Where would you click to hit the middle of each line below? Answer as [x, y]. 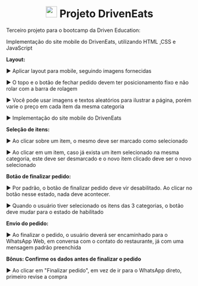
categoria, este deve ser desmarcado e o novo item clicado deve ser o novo [99, 158]
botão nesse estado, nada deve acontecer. [58, 194]
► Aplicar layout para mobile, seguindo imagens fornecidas [79, 70]
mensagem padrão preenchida [44, 247]
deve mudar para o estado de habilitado [55, 212]
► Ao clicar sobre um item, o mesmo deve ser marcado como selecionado [97, 141]
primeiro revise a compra [37, 277]
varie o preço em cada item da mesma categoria [65, 106]
